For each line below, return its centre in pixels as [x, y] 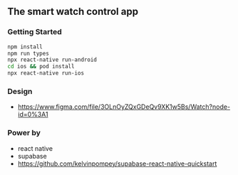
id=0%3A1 [33, 115]
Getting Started [35, 32]
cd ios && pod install [41, 67]
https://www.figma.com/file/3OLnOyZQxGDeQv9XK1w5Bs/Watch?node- [124, 107]
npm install [25, 47]
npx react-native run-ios [46, 73]
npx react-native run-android [52, 60]
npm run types [29, 53]
